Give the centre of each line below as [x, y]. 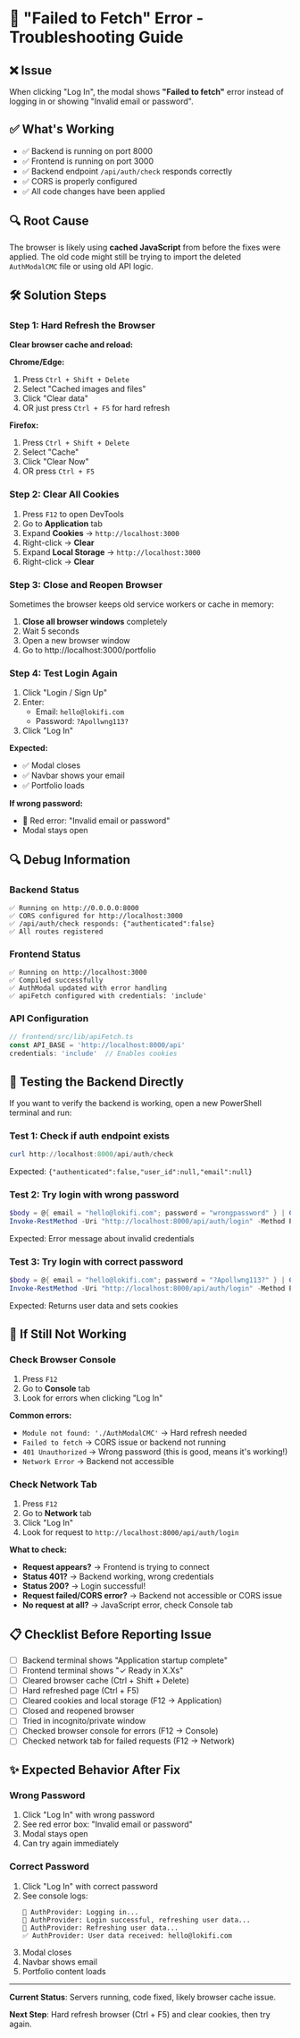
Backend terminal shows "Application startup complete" [125, 1660]
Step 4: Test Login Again [63, 673]
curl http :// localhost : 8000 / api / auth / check [92, 1155]
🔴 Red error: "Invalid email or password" [96, 821]
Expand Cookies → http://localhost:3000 [101, 533]
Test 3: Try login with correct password [96, 1262]
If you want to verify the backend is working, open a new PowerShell [135, 1103]
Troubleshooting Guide [96, 37]
